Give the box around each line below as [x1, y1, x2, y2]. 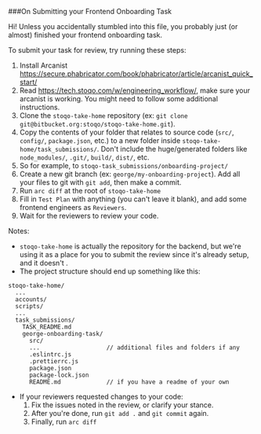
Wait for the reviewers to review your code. [19, 211, 159, 220]
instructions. [19, 102, 60, 112]
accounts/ [15, 296, 47, 303]
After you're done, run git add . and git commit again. [31, 409, 209, 417]
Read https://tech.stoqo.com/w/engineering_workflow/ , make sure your [19, 86, 251, 95]
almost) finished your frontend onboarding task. [8, 31, 163, 39]
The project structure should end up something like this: [19, 267, 201, 276]
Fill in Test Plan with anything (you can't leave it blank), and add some [19, 194, 247, 204]
